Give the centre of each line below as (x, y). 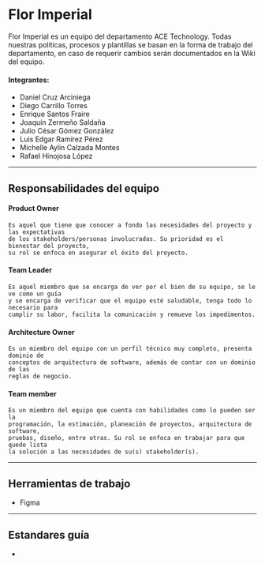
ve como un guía (35, 294)
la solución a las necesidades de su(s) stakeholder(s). (104, 452)
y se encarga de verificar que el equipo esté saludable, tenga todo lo (130, 301)
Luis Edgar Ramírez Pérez (62, 139)
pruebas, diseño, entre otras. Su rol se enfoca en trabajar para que (127, 438)
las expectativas (37, 232)
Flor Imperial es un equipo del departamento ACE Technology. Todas (120, 36)
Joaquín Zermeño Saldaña (62, 122)
